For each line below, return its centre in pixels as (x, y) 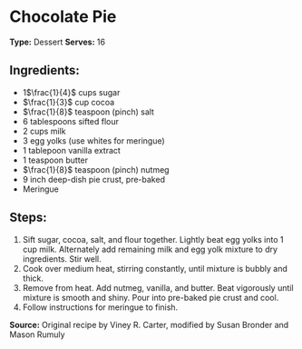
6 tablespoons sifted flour (71, 121)
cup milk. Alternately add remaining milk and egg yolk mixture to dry (150, 249)
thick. (33, 278)
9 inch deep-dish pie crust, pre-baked (94, 179)
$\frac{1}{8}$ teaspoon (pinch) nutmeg (96, 169)
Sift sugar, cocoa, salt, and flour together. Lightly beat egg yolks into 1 (153, 239)
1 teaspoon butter (55, 160)
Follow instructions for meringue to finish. (100, 307)
